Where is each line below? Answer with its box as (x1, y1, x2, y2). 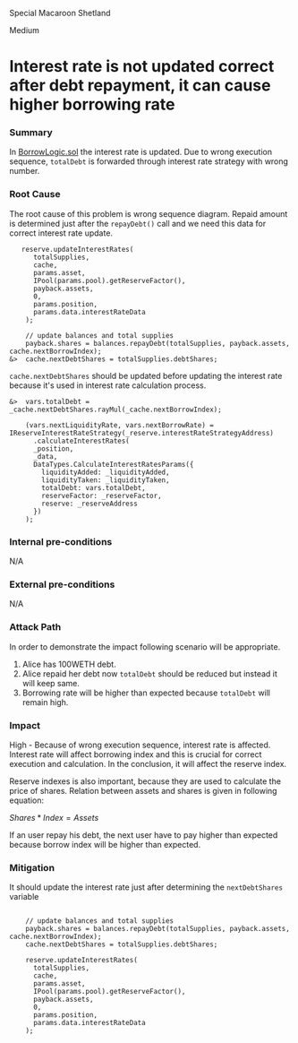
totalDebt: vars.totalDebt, (41, 483, 146, 492)
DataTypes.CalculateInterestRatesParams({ (32, 460, 194, 469)
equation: (9, 795, 45, 806)
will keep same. (21, 677, 81, 688)
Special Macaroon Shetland (9, 8, 111, 18)
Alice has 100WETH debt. (21, 659, 116, 669)
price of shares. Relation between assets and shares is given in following (9, 785, 277, 796)
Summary (9, 126, 54, 139)
